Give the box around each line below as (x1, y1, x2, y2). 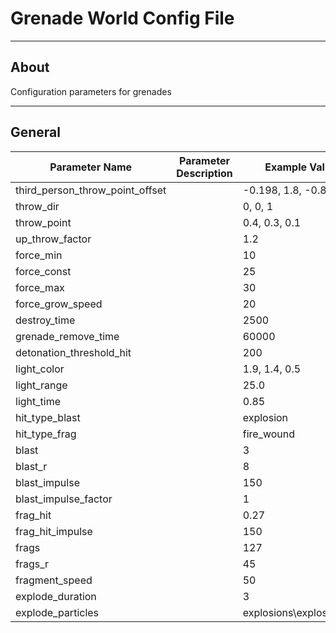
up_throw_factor (15, 232, 92, 246)
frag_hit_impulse (15, 524, 93, 538)
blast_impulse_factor (15, 492, 113, 506)
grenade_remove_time (15, 329, 120, 343)
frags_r (15, 557, 50, 571)
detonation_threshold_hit (15, 345, 132, 359)
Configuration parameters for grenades (10, 85, 172, 97)
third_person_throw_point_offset (15, 183, 167, 197)
